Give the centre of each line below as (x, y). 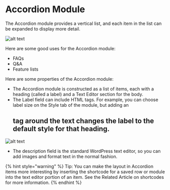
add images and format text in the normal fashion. (65, 156)
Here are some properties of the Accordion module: (59, 79)
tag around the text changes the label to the (83, 121)
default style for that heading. (61, 129)
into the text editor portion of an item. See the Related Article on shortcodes (85, 177)
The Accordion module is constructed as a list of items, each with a (83, 89)
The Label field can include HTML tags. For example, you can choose (86, 100)
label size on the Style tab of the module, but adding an (70, 105)
